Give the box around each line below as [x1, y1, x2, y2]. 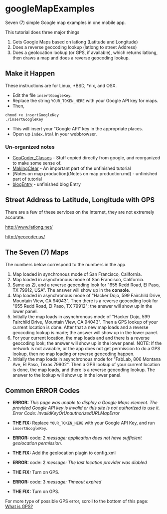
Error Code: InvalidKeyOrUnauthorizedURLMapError [12, 410, 120, 416]
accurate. [5, 214, 25, 220]
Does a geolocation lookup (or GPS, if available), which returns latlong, [12, 49, 158, 55]
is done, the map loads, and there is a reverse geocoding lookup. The [12, 367, 156, 373]
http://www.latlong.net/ [5, 224, 53, 230]
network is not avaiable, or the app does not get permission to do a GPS [12, 345, 161, 351]
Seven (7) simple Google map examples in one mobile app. [5, 19, 126, 25]
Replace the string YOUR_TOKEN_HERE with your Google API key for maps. [12, 97, 159, 103]
